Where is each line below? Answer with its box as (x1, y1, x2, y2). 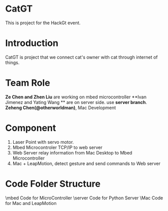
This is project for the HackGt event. (5, 20, 81, 26)
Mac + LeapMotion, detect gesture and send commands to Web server (12, 160, 161, 167)
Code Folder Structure (5, 178, 101, 189)
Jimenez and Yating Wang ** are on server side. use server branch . (5, 99, 147, 105)
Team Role (5, 77, 51, 89)
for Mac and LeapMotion (5, 200, 57, 206)
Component (5, 122, 57, 134)
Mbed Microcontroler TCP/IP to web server (12, 144, 103, 150)
